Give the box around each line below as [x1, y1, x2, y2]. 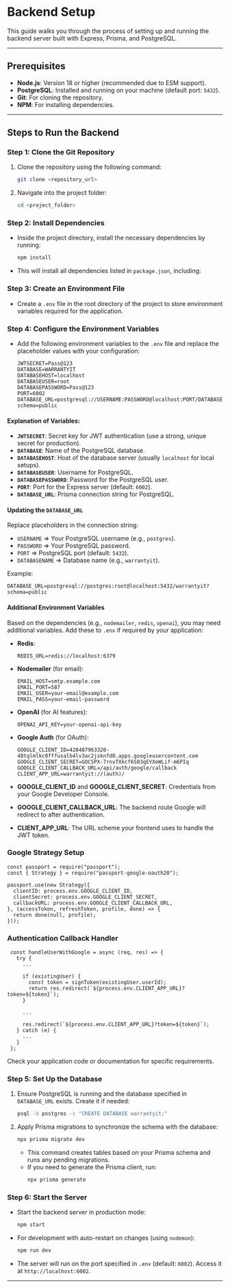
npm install [16, 255, 51, 261]
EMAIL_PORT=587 [16, 683, 61, 690]
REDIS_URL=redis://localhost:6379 [16, 653, 116, 659]
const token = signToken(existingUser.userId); [28, 979, 167, 986]
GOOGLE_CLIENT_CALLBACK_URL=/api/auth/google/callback [16, 764, 177, 771]
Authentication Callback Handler [7, 933, 118, 943]
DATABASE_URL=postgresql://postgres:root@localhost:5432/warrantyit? [7, 583, 210, 590]
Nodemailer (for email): [16, 664, 84, 672]
